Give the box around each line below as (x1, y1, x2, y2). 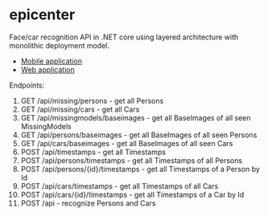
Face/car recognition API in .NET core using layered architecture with (9, 32, 239, 42)
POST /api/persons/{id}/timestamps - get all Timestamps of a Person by (20, 164, 261, 173)
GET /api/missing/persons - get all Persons (20, 96, 164, 105)
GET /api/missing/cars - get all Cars (20, 104, 140, 114)
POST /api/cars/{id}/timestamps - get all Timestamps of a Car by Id (20, 190, 245, 199)
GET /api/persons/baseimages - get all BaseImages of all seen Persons (20, 130, 258, 140)
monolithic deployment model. (9, 40, 110, 50)
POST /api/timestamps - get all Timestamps (20, 147, 166, 157)
